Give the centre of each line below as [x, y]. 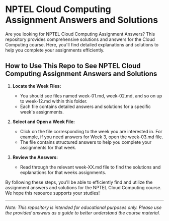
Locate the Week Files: [37, 86]
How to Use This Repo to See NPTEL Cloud [73, 66]
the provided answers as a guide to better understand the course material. [83, 212]
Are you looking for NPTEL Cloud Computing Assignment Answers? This [80, 34]
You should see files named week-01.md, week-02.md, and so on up [91, 96]
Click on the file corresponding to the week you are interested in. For [91, 131]
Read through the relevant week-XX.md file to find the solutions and [90, 167]
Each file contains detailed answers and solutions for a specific [85, 106]
